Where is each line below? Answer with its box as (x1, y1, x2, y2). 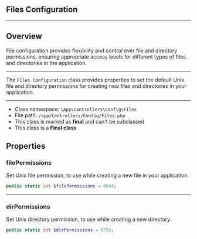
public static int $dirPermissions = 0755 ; (6, 227, 114, 233)
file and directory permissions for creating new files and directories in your (6, 82, 186, 90)
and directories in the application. (6, 59, 87, 66)
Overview (6, 32, 43, 42)
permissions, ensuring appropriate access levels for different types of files (6, 53, 186, 60)
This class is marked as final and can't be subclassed (14, 118, 145, 125)
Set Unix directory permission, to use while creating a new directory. (6, 216, 172, 223)
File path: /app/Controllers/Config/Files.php (14, 111, 125, 119)
